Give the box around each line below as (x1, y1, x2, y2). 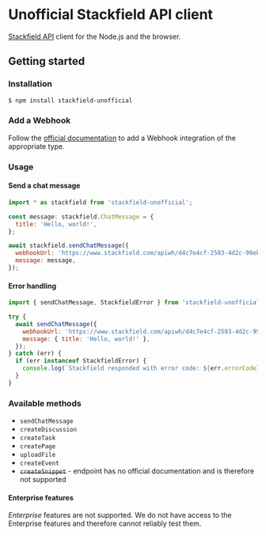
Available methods (8, 397, 82, 409)
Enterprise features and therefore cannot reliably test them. (8, 519, 202, 528)
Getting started (8, 55, 85, 68)
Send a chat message (8, 181, 81, 191)
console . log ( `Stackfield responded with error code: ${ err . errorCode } (22, 364, 260, 373)
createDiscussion (19, 426, 78, 434)
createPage (19, 443, 56, 450)
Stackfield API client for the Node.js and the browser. (8, 32, 181, 41)
